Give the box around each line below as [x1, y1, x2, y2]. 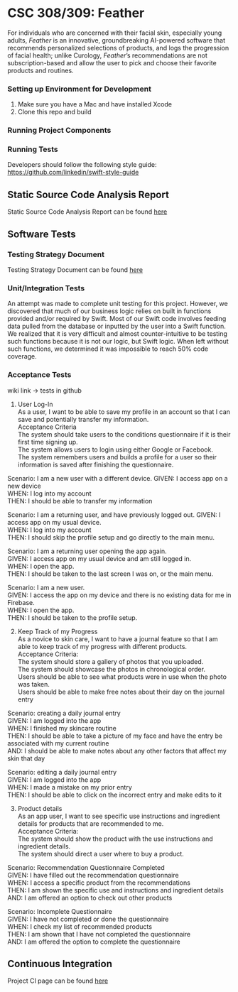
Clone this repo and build [17, 108, 92, 116]
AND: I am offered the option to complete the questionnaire [7, 937, 181, 946]
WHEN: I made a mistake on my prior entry [7, 783, 133, 791]
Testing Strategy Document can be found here [7, 265, 144, 274]
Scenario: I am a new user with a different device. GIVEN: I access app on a [7, 474, 229, 482]
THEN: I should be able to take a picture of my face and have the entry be [7, 731, 222, 740]
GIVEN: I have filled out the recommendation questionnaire [7, 871, 179, 879]
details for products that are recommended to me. [17, 819, 164, 828]
